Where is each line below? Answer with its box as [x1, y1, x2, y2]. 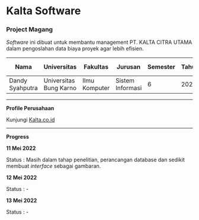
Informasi [115, 84, 142, 93]
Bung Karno [43, 84, 77, 93]
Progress [6, 133, 30, 141]
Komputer [82, 84, 110, 93]
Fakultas [84, 63, 108, 71]
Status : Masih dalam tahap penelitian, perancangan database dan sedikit [6, 156, 185, 164]
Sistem [115, 76, 135, 85]
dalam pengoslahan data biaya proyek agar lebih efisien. [6, 45, 144, 52]
